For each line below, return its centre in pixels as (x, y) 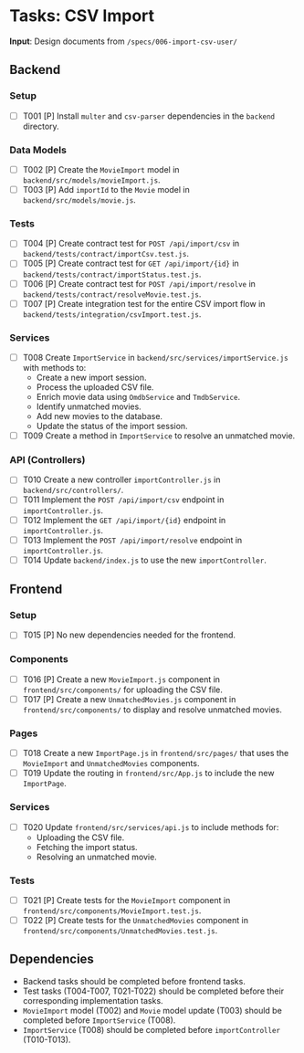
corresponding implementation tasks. (93, 1000)
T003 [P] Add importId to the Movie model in (106, 190)
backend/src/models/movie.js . (79, 200)
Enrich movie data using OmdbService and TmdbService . (138, 397)
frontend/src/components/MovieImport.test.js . (112, 911)
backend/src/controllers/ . (73, 490)
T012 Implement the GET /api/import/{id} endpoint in (124, 520)
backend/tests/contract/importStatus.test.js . (112, 274)
